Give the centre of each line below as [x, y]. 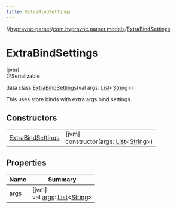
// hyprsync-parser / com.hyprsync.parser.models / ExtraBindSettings [89, 29]
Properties [26, 163]
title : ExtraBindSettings [38, 12]
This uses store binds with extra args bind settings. [69, 99]
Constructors [32, 118]
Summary [62, 180]
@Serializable [23, 76]
